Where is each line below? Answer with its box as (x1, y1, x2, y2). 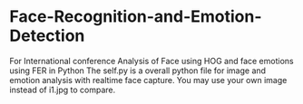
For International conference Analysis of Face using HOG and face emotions (9, 55, 294, 66)
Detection (9, 25, 85, 46)
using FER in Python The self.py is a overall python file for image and (9, 65, 266, 76)
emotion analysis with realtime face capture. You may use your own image (9, 74, 288, 85)
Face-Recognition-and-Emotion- (9, 6, 262, 27)
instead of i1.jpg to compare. (9, 84, 116, 95)
